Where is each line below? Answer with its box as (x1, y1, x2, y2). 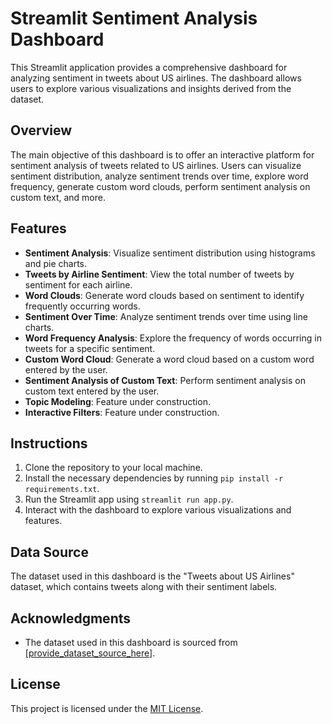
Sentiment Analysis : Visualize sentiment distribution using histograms (24, 247, 316, 259)
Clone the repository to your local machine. (24, 462, 203, 474)
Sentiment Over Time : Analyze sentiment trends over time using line (24, 310, 308, 322)
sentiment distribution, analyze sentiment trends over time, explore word (10, 170, 309, 182)
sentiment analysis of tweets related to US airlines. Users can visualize (10, 159, 302, 171)
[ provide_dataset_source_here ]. (24, 647, 156, 659)
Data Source (10, 543, 89, 561)
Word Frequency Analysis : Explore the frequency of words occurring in (24, 332, 322, 344)
